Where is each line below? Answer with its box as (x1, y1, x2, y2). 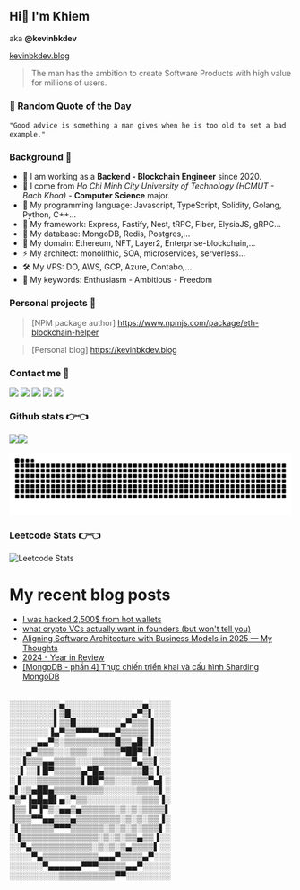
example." (9, 130, 47, 139)
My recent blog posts (9, 585, 171, 604)
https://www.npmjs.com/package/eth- (117, 317, 260, 328)
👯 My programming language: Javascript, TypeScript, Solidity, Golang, (21, 199, 282, 211)
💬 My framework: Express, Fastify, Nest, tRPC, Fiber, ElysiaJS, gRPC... (21, 219, 282, 230)
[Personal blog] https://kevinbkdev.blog (30, 344, 177, 355)
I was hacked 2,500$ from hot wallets (21, 614, 162, 625)
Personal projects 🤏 (9, 297, 97, 310)
